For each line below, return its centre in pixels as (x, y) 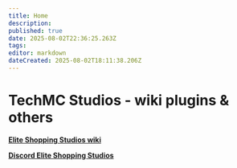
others (31, 118)
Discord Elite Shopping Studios (61, 155)
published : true (35, 31)
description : (30, 23)
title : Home (28, 16)
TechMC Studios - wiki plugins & (119, 100)
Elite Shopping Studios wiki (55, 139)
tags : (17, 46)
